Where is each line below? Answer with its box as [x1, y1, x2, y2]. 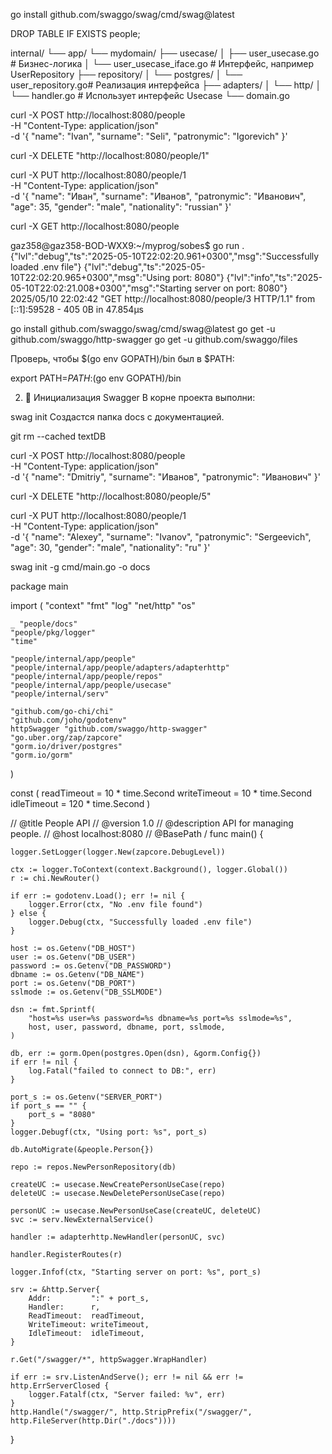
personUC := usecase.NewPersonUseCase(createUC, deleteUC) [10, 1206, 262, 1216]
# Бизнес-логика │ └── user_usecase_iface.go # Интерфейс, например [10, 58, 315, 69]
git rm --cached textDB [10, 430, 107, 442]
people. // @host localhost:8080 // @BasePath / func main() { [10, 828, 264, 839]
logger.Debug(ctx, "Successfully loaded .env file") [28, 917, 253, 927]
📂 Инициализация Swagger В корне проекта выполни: [24, 392, 256, 403]
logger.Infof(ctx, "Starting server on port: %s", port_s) [10, 1267, 262, 1277]
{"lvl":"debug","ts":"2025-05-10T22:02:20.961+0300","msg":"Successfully [10, 250, 320, 262]
